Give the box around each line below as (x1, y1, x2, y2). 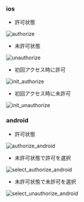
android (6, 117, 29, 125)
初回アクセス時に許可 (14, 66, 66, 73)
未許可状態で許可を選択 (14, 154, 71, 161)
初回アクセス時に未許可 (14, 90, 71, 97)
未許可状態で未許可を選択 (14, 178, 76, 185)
